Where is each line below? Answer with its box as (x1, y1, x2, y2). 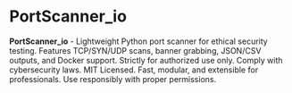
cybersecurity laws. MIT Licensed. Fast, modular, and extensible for (9, 64, 259, 75)
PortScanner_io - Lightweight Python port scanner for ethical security (9, 36, 268, 46)
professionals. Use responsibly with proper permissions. (9, 73, 217, 84)
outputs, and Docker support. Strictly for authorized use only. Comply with (9, 55, 283, 65)
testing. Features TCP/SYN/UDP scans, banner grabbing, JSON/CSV (9, 45, 262, 55)
